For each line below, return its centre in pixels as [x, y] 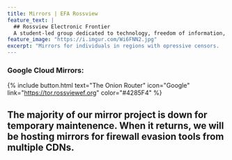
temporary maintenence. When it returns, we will [116, 126]
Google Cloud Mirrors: [46, 70]
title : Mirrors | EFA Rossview [53, 14]
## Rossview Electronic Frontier [62, 26]
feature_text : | [31, 20]
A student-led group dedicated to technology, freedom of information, [120, 33]
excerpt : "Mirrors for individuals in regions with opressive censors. [113, 46]
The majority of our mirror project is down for [107, 114]
